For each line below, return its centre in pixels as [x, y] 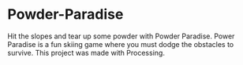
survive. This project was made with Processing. [86, 52]
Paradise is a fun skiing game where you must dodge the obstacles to [121, 44]
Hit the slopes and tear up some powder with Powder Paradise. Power [121, 36]
